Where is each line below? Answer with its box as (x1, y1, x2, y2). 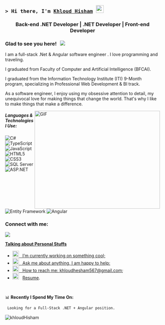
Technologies (5, 117, 33, 123)
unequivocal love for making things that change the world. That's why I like (5, 96, 157, 102)
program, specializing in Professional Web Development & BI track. (5, 81, 140, 87)
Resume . (22, 275, 40, 281)
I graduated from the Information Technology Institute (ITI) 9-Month (5, 76, 142, 82)
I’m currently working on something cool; (22, 253, 106, 259)
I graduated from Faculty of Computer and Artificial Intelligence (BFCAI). (5, 66, 151, 72)
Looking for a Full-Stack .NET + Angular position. (7, 306, 115, 311)
